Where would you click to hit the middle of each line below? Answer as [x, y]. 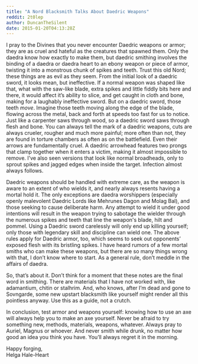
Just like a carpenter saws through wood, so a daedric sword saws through [98, 120]
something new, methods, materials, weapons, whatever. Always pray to [94, 325]
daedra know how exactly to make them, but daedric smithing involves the [97, 57]
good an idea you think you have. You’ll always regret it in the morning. [92, 337]
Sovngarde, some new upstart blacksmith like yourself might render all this [97, 294]
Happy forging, [25, 349]
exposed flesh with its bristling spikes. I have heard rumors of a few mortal [97, 245]
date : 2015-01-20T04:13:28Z [41, 28]
